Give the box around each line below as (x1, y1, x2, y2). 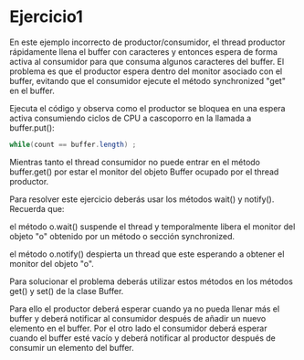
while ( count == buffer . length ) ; (9, 140, 137, 149)
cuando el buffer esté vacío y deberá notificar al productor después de (9, 332, 276, 344)
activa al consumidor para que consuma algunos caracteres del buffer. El (9, 56, 285, 67)
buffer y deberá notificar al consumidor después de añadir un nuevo (9, 312, 267, 323)
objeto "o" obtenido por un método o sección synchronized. (9, 230, 236, 241)
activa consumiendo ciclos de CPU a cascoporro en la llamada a (9, 112, 252, 123)
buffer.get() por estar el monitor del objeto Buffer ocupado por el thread (9, 166, 279, 177)
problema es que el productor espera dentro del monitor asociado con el (9, 66, 283, 77)
